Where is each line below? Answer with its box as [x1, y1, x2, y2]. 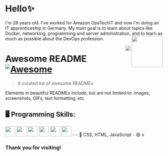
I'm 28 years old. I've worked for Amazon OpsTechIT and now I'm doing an [5, 19, 159, 25]
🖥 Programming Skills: [5, 110, 76, 119]
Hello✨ [5, 3, 34, 14]
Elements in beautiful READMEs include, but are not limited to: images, [5, 90, 150, 96]
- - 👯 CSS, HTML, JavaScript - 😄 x [72, 132, 144, 138]
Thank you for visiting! [5, 144, 61, 151]
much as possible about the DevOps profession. [5, 35, 104, 41]
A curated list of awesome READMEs [17, 80, 93, 86]
